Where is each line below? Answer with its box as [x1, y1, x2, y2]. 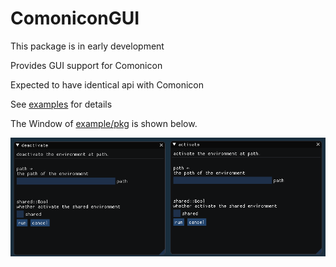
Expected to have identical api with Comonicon [10, 78, 205, 91]
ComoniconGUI [10, 7, 140, 30]
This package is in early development [10, 40, 165, 52]
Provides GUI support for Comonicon [10, 59, 163, 71]
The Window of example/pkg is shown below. [10, 117, 198, 129]
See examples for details [10, 98, 113, 110]
